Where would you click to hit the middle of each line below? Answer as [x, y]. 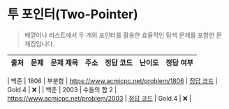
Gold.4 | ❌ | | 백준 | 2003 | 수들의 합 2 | [62, 89]
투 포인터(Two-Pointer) [73, 14]
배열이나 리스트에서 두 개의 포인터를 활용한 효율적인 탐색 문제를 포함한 [119, 35]
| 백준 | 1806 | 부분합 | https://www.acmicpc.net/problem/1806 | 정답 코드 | [112, 80]
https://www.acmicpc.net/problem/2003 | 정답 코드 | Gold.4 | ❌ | [99, 98]
